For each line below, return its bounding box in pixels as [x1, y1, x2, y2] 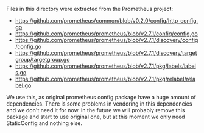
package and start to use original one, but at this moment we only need [6, 113, 185, 120]
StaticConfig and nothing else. [6, 120, 82, 127]
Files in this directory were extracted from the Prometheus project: [6, 5, 174, 12]
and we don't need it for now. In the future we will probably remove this [6, 107, 185, 113]
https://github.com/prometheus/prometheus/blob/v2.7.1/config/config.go [15, 30, 198, 37]
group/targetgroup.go [15, 56, 70, 63]
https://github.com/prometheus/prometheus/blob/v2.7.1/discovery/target [15, 49, 197, 57]
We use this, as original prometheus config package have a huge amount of [6, 94, 196, 101]
